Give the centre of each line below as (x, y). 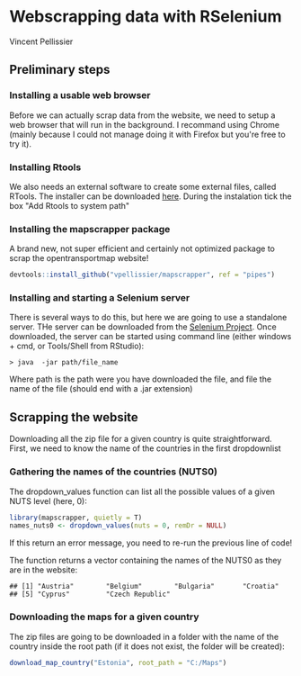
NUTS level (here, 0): (48, 500)
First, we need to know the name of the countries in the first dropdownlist (145, 448)
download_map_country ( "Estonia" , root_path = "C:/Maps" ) (118, 662)
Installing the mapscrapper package (90, 229)
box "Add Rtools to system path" (70, 205)
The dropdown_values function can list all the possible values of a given (142, 491)
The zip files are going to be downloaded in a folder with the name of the (144, 636)
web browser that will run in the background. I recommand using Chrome (145, 124)
